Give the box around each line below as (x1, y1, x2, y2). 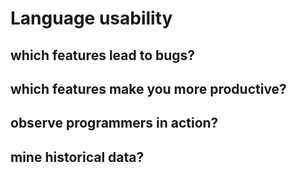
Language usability (10, 7, 173, 30)
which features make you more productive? (10, 80, 287, 97)
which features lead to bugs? (10, 47, 196, 64)
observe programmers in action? (10, 115, 219, 132)
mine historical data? (10, 148, 145, 166)
